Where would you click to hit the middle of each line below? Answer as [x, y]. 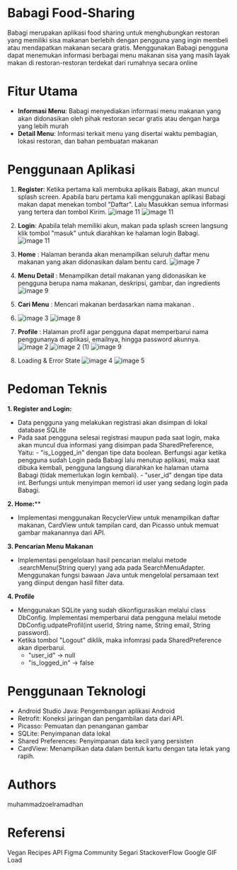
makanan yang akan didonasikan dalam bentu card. [93, 262]
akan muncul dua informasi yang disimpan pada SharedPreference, [116, 445]
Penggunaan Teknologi [77, 691]
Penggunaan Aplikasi [71, 170]
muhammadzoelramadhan [45, 804]
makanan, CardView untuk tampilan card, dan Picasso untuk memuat [118, 525]
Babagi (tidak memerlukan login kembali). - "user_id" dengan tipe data [120, 475]
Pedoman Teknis [57, 389]
